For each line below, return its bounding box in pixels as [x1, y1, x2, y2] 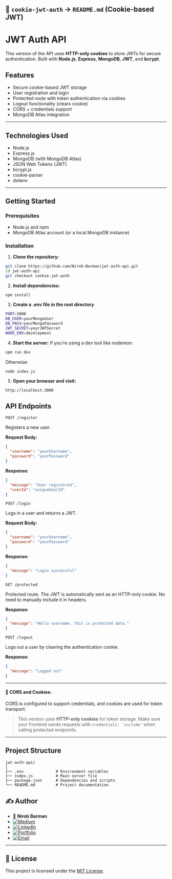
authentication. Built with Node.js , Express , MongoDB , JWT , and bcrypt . [5, 56, 160, 62]
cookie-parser [12, 172, 43, 178]
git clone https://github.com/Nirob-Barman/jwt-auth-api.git [5, 263, 139, 269]
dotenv [12, 177, 28, 183]
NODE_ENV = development [5, 331, 52, 336]
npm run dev [5, 349, 31, 355]
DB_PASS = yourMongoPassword [5, 321, 63, 326]
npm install [5, 292, 31, 297]
